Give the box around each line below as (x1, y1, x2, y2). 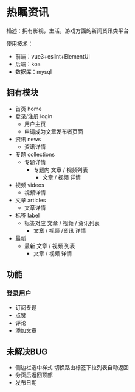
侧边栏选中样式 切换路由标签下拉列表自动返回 (15, 364, 129, 371)
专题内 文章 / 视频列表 (33, 166, 88, 173)
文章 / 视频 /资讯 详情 (33, 227, 86, 234)
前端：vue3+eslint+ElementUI (15, 52, 90, 60)
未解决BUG (6, 346, 48, 357)
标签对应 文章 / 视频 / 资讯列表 (24, 219, 100, 226)
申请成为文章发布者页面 (24, 127, 83, 135)
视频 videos (15, 181, 44, 188)
